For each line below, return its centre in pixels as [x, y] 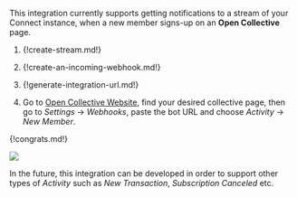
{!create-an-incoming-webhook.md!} [91, 67]
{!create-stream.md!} [62, 50]
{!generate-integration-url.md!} [81, 84]
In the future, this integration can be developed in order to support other [144, 174]
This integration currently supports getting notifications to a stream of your [149, 13]
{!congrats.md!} [39, 139]
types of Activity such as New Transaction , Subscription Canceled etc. [142, 183]
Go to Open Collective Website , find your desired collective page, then [154, 102]
